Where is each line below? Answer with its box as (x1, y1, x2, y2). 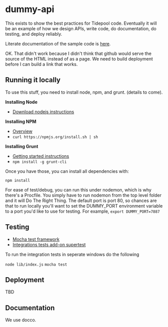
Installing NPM (5, 118, 37, 124)
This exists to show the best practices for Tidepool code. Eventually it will (5, 20, 157, 26)
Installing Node (5, 99, 38, 105)
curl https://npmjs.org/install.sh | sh (12, 135, 98, 140)
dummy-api (5, 4, 55, 15)
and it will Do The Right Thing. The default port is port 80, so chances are (5, 198, 157, 204)
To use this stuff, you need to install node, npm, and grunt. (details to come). (5, 89, 163, 95)
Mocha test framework (12, 236, 60, 242)
